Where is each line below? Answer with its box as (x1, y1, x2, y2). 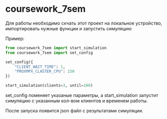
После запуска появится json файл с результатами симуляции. (5, 108, 144, 114)
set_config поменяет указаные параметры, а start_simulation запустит (5, 92, 158, 98)
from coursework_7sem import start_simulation (5, 45, 107, 50)
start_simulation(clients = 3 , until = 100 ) (5, 83, 94, 88)
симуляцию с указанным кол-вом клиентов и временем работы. (5, 98, 148, 104)
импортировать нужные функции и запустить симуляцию (5, 25, 132, 31)
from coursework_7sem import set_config (5, 50, 94, 55)
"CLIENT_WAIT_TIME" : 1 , (14, 64, 66, 69)
